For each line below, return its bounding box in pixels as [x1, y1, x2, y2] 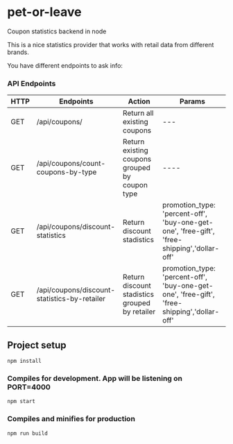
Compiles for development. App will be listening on [7, 373, 182, 383]
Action [128, 96, 150, 106]
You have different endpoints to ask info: [7, 61, 123, 69]
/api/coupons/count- [36, 159, 106, 169]
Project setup [7, 339, 67, 351]
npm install [7, 358, 42, 365]
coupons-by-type [36, 167, 97, 177]
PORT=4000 [7, 382, 51, 392]
